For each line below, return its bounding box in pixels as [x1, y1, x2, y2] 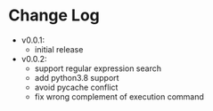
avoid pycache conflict [34, 82, 119, 92]
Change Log [8, 5, 100, 26]
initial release [34, 44, 84, 54]
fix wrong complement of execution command [34, 91, 204, 102]
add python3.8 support [34, 72, 119, 83]
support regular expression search [34, 63, 162, 74]
